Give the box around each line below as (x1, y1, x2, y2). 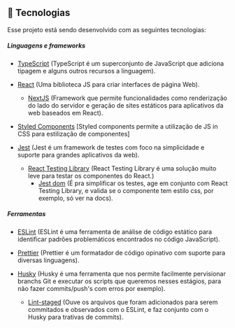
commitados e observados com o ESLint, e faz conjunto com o (27, 305, 209, 313)
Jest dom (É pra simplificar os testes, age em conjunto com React (38, 179, 229, 187)
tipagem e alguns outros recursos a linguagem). (17, 66, 156, 75)
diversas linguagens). (17, 256, 80, 264)
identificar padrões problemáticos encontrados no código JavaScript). (17, 235, 220, 243)
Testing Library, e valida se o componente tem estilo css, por (38, 186, 215, 194)
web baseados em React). (27, 108, 104, 117)
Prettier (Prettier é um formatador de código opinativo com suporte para (17, 248, 226, 257)
